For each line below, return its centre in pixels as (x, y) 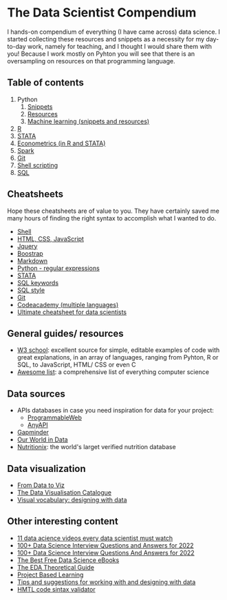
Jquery (27, 246)
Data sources (36, 394)
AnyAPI (37, 425)
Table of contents (45, 83)
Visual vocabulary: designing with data (72, 500)
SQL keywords (38, 282)
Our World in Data (42, 439)
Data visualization (46, 469)
